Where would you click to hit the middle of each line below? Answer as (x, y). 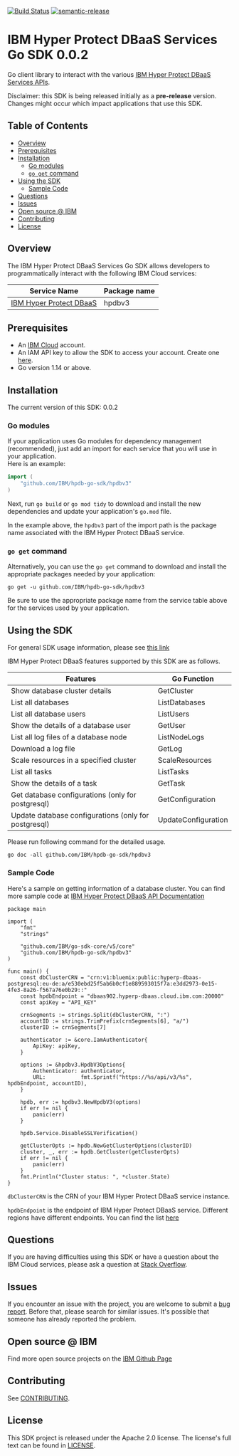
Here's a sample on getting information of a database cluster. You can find (116, 888)
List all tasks (31, 772)
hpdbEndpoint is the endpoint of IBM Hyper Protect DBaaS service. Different (118, 1210)
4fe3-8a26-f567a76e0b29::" (47, 990)
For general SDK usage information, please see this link (89, 648)
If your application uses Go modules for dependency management (104, 441)
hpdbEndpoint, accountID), (47, 1083)
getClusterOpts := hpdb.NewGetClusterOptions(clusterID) (106, 1146)
